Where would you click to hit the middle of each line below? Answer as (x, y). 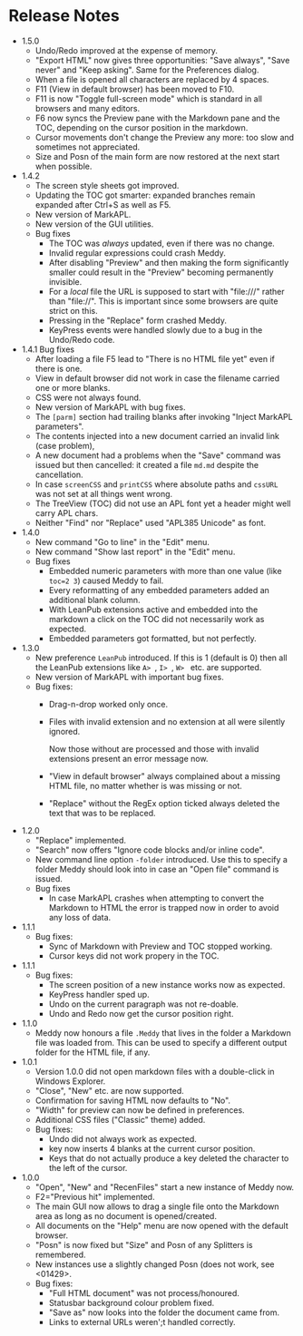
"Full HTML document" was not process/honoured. (144, 1292)
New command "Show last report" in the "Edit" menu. (135, 551)
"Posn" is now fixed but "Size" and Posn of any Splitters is (144, 1244)
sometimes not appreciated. (88, 147)
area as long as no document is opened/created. (126, 1215)
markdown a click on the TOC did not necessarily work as (156, 619)
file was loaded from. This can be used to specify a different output (161, 1042)
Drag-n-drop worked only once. (108, 704)
